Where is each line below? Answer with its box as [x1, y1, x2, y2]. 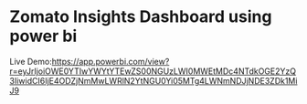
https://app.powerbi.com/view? [51, 56, 170, 67]
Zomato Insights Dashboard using [9, 6, 272, 27]
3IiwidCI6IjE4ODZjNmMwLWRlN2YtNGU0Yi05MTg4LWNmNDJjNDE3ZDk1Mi [9, 75, 298, 86]
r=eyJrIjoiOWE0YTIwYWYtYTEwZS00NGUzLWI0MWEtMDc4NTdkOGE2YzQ [9, 66, 297, 77]
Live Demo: [9, 56, 52, 67]
